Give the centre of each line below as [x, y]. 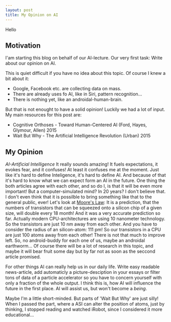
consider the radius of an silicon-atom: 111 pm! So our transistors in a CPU [83, 230]
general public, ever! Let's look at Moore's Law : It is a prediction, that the [82, 203]
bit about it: [17, 79]
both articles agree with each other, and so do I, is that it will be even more [84, 186]
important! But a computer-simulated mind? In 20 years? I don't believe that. [85, 192]
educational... [20, 315]
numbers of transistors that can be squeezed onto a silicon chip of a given [84, 208]
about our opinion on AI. [31, 63]
